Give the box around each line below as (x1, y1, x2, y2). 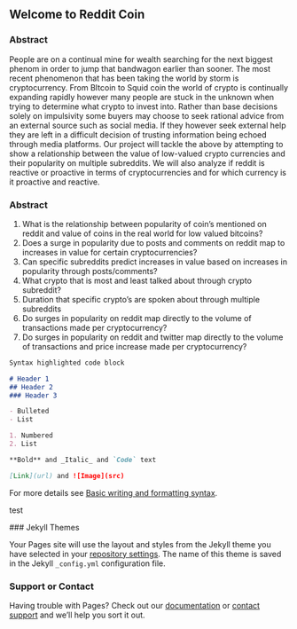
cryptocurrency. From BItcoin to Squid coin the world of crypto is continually (9, 82, 289, 92)
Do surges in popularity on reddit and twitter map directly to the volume (21, 332, 284, 342)
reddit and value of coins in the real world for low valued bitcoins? (21, 228, 263, 239)
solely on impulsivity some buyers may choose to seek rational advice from (9, 110, 285, 121)
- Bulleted (9, 407, 50, 416)
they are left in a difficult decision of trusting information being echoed (9, 129, 268, 140)
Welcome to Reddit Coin (9, 7, 145, 22)
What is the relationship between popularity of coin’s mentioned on (21, 218, 268, 229)
